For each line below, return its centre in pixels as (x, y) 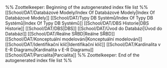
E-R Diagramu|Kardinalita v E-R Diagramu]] (49, 50)
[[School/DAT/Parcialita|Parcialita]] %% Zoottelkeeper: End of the (72, 55)
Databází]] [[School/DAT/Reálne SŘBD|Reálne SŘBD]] (60, 34)
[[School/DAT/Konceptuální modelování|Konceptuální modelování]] (74, 39)
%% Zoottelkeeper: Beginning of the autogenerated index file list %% (77, 7)
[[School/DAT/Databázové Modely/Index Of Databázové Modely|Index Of (80, 12)
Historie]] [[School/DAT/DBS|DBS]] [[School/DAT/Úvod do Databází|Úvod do (84, 28)
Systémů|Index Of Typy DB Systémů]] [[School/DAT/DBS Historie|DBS (77, 23)
